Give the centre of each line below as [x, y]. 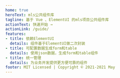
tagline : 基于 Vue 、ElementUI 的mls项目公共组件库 [57, 19]
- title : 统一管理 [23, 58]
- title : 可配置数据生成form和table [41, 48]
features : [16, 34]
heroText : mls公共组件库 [30, 15]
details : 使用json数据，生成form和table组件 [54, 53]
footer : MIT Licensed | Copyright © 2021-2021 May [60, 67]
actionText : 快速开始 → [29, 24]
